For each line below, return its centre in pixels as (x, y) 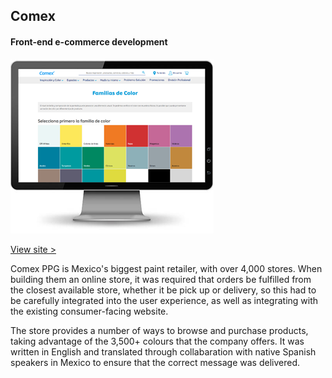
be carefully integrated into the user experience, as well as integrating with (164, 300)
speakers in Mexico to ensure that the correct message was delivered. (155, 362)
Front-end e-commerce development (89, 41)
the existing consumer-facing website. (89, 311)
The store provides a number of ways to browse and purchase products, (159, 330)
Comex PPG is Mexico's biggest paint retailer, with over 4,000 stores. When (166, 268)
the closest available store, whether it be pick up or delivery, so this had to (163, 290)
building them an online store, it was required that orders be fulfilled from (161, 279)
